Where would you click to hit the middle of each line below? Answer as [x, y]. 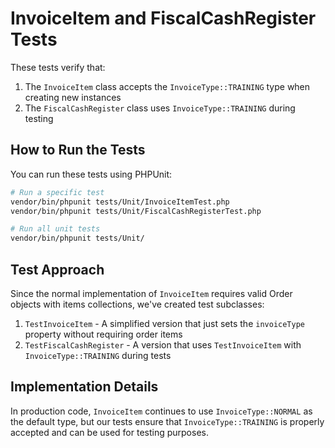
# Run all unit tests [55, 229]
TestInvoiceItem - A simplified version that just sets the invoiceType [164, 323]
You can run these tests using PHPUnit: [91, 174]
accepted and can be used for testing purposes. [109, 432]
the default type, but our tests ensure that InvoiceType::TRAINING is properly [167, 421]
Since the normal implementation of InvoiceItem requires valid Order [151, 293]
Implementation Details [84, 387]
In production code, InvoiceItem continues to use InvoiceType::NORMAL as [161, 411]
